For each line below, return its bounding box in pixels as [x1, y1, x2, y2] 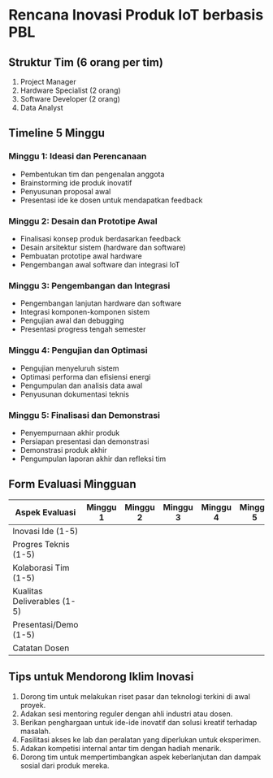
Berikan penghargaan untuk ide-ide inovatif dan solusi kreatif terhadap [19, 717, 258, 727]
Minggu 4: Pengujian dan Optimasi [8, 345, 148, 356]
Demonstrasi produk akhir [19, 445, 107, 454]
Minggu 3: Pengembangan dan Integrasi [8, 280, 171, 291]
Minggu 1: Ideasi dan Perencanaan [8, 150, 147, 162]
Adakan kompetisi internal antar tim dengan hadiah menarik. [19, 743, 222, 753]
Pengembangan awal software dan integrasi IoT [19, 259, 180, 269]
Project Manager [19, 77, 76, 86]
